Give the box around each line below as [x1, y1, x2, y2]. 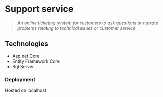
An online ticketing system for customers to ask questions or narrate [17, 20, 158, 26]
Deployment [5, 76, 36, 83]
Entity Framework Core [12, 58, 60, 64]
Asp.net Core [12, 53, 40, 59]
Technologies [5, 40, 49, 48]
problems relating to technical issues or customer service [17, 25, 136, 31]
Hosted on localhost [5, 87, 46, 93]
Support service [5, 3, 74, 15]
